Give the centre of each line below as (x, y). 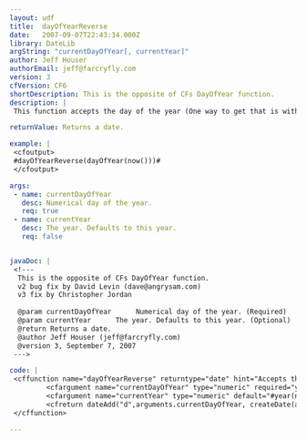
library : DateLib (42, 43)
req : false (42, 237)
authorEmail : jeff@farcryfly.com (73, 69)
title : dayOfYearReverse (58, 26)
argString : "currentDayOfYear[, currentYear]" (99, 52)
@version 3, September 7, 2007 (77, 346)
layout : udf (32, 18)
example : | (30, 144)
